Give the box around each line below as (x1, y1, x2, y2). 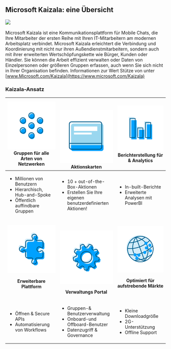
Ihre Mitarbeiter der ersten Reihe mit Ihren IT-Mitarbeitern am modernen (5, 35, 156, 41)
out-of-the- (78, 178, 105, 184)
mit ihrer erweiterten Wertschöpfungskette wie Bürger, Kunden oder (5, 51, 148, 57)
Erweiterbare (17, 278, 46, 284)
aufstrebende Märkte (117, 283, 164, 289)
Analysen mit (124, 195, 152, 201)
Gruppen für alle (13, 150, 49, 156)
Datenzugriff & (67, 327, 98, 333)
